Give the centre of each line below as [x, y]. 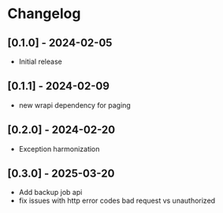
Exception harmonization [59, 149]
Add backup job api [50, 193]
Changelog [44, 14]
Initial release [40, 61]
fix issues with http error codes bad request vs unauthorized [117, 200]
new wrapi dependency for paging [74, 105]
